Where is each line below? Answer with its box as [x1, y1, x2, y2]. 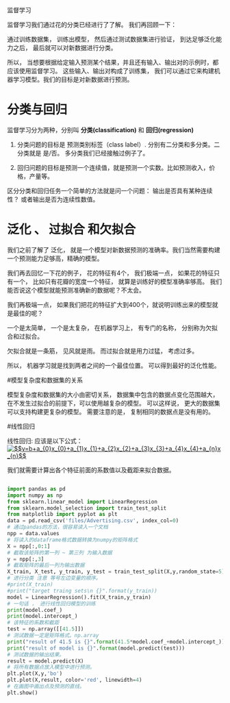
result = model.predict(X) [7, 657, 84, 665]
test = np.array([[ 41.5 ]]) [7, 626, 84, 632]
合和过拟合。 [7, 332, 43, 341]
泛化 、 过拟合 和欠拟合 [7, 222, 136, 238]
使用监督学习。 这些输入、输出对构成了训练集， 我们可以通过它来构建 [18, 67, 214, 75]
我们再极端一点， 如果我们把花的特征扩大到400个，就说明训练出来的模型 [7, 300, 212, 308]
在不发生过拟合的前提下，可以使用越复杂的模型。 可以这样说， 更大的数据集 [7, 399, 220, 407]
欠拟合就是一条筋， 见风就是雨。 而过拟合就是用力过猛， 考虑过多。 [7, 347, 199, 355]
